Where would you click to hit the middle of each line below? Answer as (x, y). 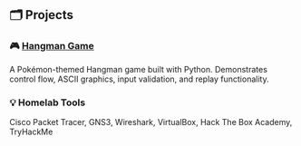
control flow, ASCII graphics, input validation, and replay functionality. (139, 79)
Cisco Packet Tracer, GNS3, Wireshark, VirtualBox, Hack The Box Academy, (151, 122)
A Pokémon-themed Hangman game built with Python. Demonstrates (138, 69)
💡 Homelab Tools (48, 102)
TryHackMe (31, 131)
